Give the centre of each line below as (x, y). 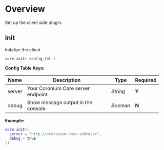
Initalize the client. (23, 49)
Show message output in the (60, 102)
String (118, 91)
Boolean (121, 105)
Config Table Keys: (25, 68)
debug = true (23, 139)
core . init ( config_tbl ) (30, 59)
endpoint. (38, 94)
